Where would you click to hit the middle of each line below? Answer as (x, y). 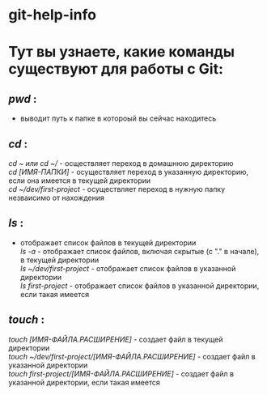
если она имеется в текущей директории (80, 181)
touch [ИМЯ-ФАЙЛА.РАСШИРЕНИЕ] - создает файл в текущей (116, 339)
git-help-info (53, 15)
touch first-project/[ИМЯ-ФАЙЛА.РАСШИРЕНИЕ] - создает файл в (121, 373)
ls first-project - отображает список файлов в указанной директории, (140, 286)
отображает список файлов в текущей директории (108, 242)
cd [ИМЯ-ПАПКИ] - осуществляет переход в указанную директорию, (129, 172)
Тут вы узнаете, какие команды (122, 52)
